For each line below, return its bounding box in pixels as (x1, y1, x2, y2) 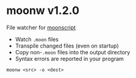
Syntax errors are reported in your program (15, 55, 124, 62)
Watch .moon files (15, 35, 59, 43)
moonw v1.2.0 (6, 4, 80, 18)
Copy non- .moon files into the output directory (15, 48, 131, 55)
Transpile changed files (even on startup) (15, 42, 119, 49)
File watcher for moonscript (6, 24, 76, 31)
